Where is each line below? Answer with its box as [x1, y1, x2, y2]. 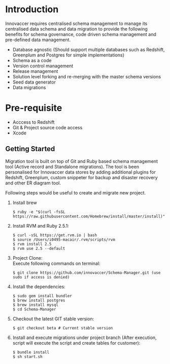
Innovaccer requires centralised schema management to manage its [5, 20, 148, 26]
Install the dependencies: [12, 284, 66, 290]
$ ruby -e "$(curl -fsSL [12, 209, 65, 214]
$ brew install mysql [12, 302, 58, 307]
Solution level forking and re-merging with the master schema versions [12, 73, 161, 79]
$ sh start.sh [12, 354, 43, 359]
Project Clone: [12, 255, 43, 261]
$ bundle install [12, 350, 50, 355]
